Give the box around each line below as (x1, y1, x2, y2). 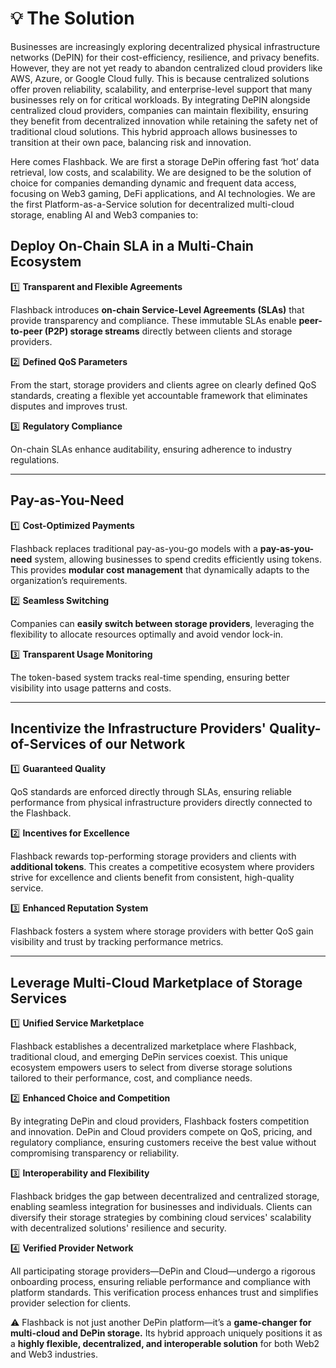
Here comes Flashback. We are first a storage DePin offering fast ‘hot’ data (10, 155, 320, 167)
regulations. (10, 453, 60, 466)
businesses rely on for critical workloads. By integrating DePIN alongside (10, 93, 311, 106)
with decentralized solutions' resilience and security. (10, 1222, 227, 1234)
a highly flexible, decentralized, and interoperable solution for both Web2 (10, 1338, 320, 1350)
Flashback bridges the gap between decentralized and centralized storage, (10, 1190, 320, 1202)
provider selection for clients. (10, 1297, 132, 1309)
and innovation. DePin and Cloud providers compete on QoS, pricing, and (10, 1126, 313, 1138)
